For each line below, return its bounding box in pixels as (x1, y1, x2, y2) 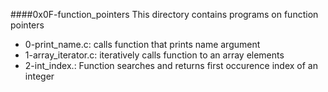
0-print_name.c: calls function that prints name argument (24, 39, 261, 50)
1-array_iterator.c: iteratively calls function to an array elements (24, 49, 285, 61)
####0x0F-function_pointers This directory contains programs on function (10, 9, 319, 20)
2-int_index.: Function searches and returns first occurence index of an (24, 60, 318, 71)
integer (24, 70, 55, 82)
